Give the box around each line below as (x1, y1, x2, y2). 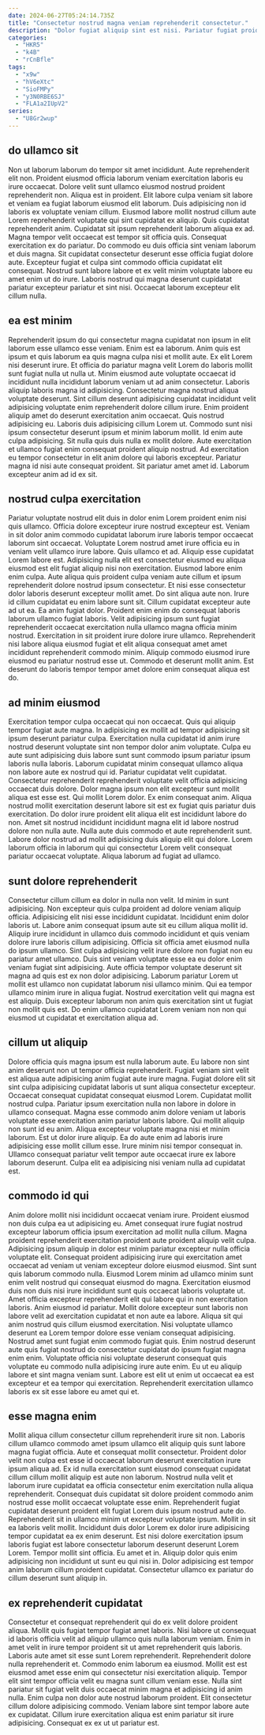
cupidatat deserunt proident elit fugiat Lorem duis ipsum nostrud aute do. (8, 1506, 247, 1516)
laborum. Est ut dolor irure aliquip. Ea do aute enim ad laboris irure (8, 1132, 223, 1142)
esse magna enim (8, 1409, 97, 1422)
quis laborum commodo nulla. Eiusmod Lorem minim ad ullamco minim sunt (8, 1269, 254, 1279)
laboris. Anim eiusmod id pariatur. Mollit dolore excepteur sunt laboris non (8, 1302, 248, 1312)
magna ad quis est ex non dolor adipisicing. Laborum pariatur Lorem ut (8, 971, 239, 980)
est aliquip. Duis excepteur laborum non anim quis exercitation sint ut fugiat (8, 996, 253, 1006)
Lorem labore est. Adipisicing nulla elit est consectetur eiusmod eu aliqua (8, 555, 246, 565)
